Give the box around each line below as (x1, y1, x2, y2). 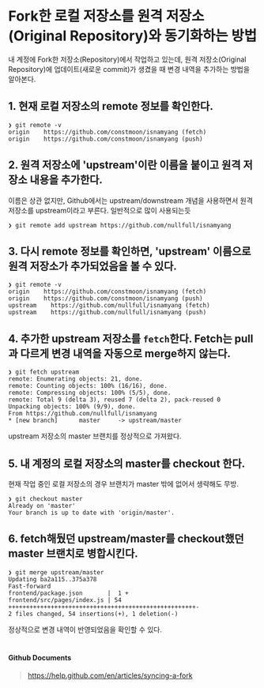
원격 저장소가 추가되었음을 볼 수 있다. (8, 259, 177, 273)
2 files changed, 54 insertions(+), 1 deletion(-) (8, 610, 179, 618)
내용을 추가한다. (29, 173, 103, 186)
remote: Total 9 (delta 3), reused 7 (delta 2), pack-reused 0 (8, 396, 221, 404)
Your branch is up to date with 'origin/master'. (8, 509, 175, 517)
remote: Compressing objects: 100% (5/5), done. (8, 389, 172, 397)
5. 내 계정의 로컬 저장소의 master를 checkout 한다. (8, 457, 246, 470)
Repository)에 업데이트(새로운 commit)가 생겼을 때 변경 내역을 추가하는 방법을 (8, 64, 251, 73)
